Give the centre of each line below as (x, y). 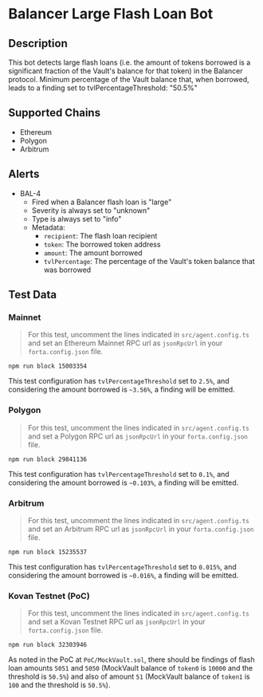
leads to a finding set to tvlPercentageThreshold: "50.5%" (103, 88)
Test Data (33, 295)
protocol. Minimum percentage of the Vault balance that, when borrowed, (129, 79)
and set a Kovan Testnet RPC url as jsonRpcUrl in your (116, 622)
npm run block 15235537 (48, 552)
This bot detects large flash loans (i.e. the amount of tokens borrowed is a (130, 62)
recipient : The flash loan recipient (100, 235)
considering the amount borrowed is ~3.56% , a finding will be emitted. (122, 390)
